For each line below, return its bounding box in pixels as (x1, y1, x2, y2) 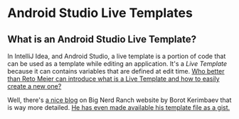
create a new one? (7, 82, 62, 90)
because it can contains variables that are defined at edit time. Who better (7, 67, 225, 75)
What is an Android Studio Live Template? (7, 33, 197, 45)
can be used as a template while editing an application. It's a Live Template (7, 59, 228, 68)
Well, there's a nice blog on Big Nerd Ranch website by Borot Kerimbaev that (7, 96, 232, 104)
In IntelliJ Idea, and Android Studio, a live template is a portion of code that (7, 52, 226, 60)
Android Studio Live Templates (7, 5, 193, 21)
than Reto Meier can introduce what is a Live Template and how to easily (7, 74, 220, 83)
